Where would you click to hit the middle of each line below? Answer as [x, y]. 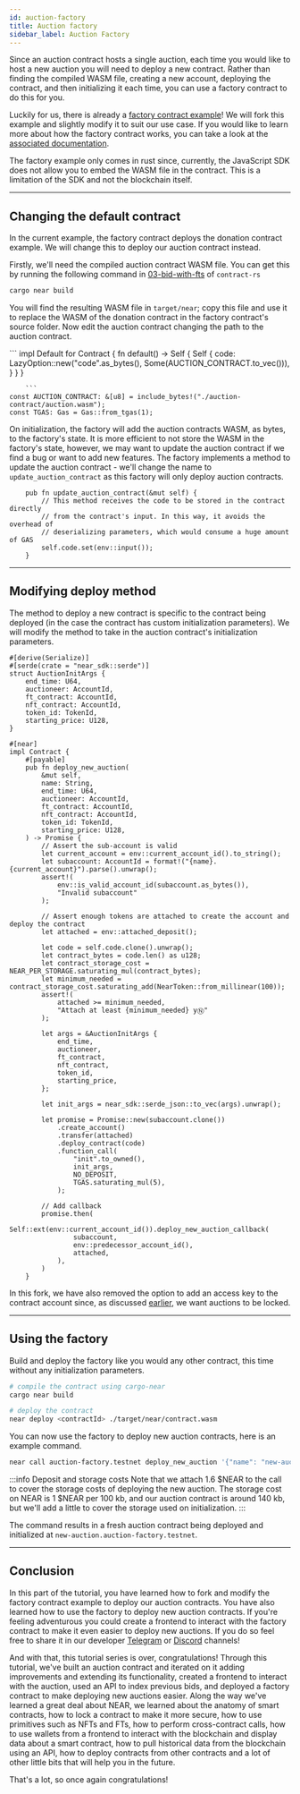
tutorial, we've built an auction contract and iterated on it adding [127, 1667]
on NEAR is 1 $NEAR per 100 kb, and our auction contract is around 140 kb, [147, 1499]
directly [25, 509]
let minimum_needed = [82, 979]
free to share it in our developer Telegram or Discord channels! [125, 1640]
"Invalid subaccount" [97, 893]
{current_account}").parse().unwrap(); [83, 869]
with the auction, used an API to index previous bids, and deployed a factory [150, 1686]
